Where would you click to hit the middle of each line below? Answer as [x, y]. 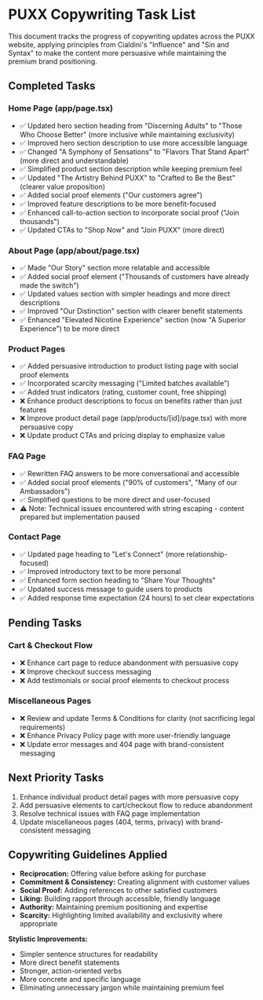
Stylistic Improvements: [48, 939]
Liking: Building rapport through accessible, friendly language [120, 899]
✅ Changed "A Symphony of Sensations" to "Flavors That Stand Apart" [134, 152]
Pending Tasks [45, 623]
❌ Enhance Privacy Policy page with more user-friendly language [125, 735]
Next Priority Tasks [56, 778]
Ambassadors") [45, 491]
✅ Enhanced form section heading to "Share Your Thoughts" [117, 580]
